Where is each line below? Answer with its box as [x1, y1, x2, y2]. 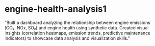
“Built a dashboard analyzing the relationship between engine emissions [4, 20, 151, 25]
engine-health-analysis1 [4, 3, 106, 15]
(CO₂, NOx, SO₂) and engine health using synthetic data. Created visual [4, 24, 149, 30]
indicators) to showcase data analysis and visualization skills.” [4, 35, 130, 41]
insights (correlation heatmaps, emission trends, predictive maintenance [4, 30, 151, 36]
